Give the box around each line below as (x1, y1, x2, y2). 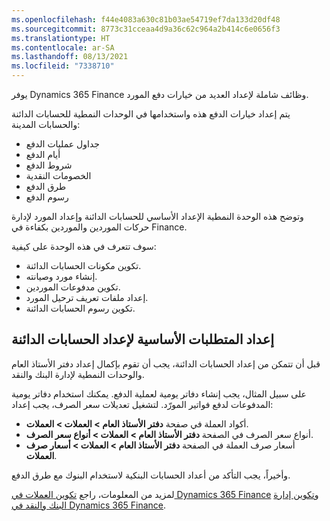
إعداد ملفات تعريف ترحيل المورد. (25, 292, 149, 303)
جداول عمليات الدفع (25, 138, 100, 150)
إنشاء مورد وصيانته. (25, 271, 98, 282)
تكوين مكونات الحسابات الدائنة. (25, 260, 142, 271)
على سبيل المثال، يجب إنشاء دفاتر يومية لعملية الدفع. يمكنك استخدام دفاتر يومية (11, 387, 307, 400)
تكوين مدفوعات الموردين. (25, 281, 121, 293)
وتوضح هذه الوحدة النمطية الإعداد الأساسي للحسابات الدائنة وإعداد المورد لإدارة (11, 211, 304, 222)
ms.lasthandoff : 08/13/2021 (11, 52, 129, 62)
